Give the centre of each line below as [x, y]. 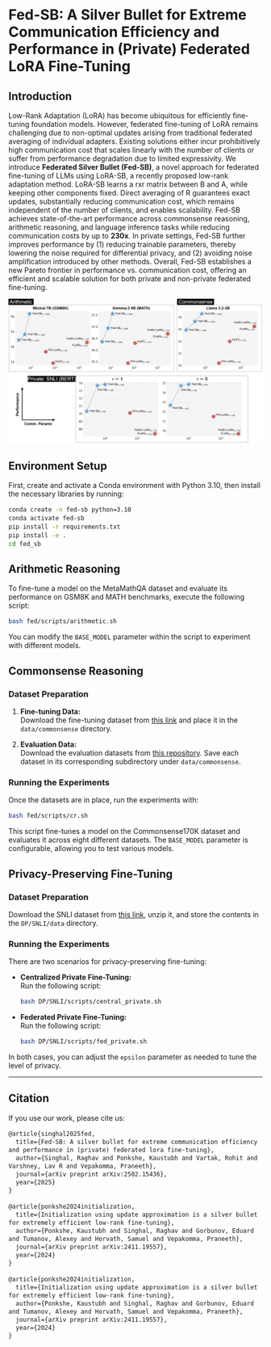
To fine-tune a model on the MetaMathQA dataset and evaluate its [118, 588]
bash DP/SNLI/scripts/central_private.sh [90, 1002]
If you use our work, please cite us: [67, 1118]
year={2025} [36, 1182]
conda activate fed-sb [46, 519]
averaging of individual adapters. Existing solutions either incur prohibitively [134, 141]
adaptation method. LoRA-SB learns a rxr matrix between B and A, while [128, 184]
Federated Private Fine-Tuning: [73, 1017]
